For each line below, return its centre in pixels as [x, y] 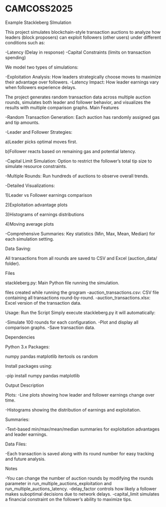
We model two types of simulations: [42, 67]
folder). [13, 263]
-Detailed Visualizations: [30, 185]
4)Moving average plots [30, 224]
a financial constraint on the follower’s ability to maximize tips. [69, 499]
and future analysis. [25, 459]
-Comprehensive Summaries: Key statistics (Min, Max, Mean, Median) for [80, 234]
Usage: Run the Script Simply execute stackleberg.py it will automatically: [80, 312]
